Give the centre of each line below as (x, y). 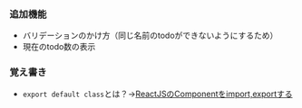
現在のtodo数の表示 (59, 47)
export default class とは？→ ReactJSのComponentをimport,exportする (157, 94)
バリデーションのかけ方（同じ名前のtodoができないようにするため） (150, 36)
